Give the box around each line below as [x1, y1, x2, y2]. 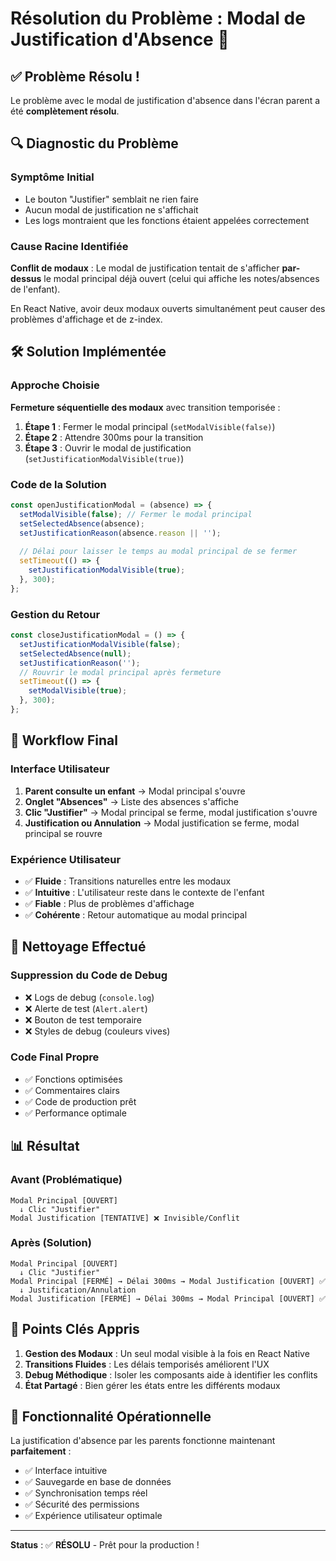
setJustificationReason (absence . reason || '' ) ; [19, 528, 222, 538]
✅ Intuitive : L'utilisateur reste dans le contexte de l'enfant [24, 886, 265, 898]
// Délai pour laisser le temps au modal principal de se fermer [19, 547, 298, 557]
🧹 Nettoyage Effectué [10, 938, 147, 956]
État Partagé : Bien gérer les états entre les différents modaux [24, 1379, 281, 1391]
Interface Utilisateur [10, 762, 110, 776]
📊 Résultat [10, 1138, 80, 1155]
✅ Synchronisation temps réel [24, 1487, 148, 1499]
